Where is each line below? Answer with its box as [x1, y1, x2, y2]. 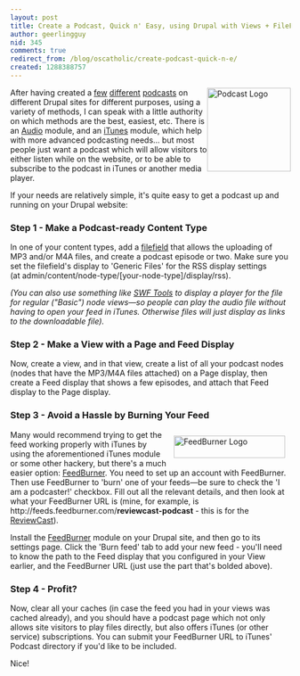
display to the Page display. [10, 387, 111, 398]
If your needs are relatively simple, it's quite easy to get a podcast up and [10, 189, 280, 201]
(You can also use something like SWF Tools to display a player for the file [10, 287, 283, 299]
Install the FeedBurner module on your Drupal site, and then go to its [10, 532, 261, 542]
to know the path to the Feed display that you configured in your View [10, 550, 266, 562]
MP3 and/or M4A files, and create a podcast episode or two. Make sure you [10, 251, 288, 262]
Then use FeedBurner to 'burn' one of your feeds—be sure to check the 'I [10, 476, 280, 487]
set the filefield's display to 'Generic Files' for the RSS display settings [10, 260, 268, 272]
